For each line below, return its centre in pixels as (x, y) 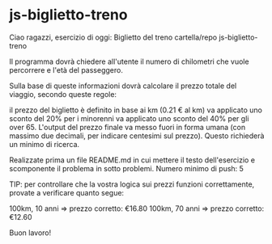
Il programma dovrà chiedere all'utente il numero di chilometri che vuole (129, 61)
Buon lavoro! (30, 233)
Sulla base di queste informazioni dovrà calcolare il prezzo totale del (123, 86)
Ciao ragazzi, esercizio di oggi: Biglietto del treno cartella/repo (113, 37)
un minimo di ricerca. (45, 144)
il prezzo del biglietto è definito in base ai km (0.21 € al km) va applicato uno (136, 110)
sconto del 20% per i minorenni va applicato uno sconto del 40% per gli (129, 118)
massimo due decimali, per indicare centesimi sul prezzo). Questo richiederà (137, 136)
